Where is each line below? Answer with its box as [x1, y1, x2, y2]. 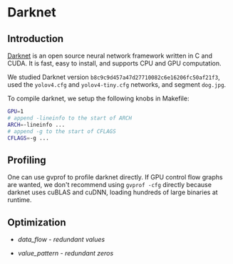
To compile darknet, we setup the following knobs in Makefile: [7, 94, 190, 102]
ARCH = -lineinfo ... [7, 121, 66, 128]
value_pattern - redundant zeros [17, 249, 114, 257]
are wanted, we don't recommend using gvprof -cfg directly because [7, 181, 212, 189]
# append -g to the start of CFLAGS [7, 127, 116, 135]
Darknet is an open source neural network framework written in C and [7, 51, 212, 60]
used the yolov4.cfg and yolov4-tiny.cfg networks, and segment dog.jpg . [7, 80, 227, 89]
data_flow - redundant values [17, 236, 105, 243]
